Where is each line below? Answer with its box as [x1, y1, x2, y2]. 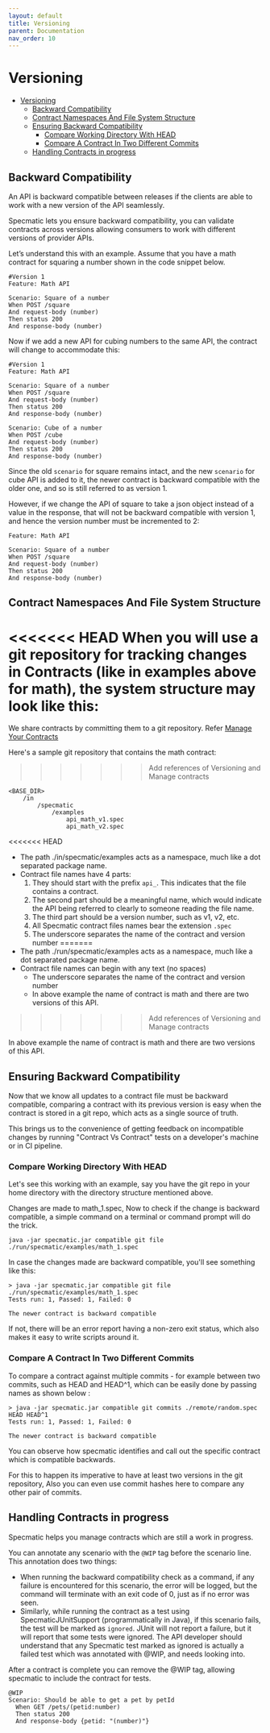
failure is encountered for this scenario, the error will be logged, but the [19, 1581, 258, 1590]
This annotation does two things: [8, 1556, 118, 1566]
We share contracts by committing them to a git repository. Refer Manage [8, 723, 252, 734]
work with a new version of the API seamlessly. [8, 201, 165, 210]
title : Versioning [8, 19, 70, 27]
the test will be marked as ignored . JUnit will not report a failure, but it [19, 1623, 252, 1633]
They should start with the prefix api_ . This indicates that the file [31, 878, 247, 887]
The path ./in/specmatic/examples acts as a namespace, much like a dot [19, 852, 261, 862]
